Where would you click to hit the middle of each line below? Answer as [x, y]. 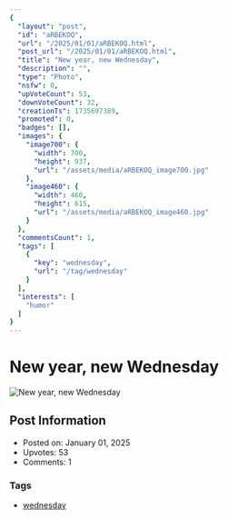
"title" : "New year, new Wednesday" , [89, 60]
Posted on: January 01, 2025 [76, 443]
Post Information [58, 420]
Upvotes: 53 [45, 452]
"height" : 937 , [62, 161]
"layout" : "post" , [53, 26]
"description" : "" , [55, 69]
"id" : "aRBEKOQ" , [50, 35]
